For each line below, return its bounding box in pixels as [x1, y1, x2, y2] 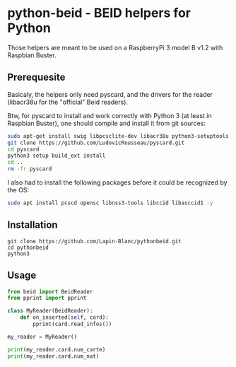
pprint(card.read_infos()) [33, 320, 112, 327]
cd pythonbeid [7, 244, 49, 251]
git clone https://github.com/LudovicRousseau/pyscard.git [7, 139, 185, 146]
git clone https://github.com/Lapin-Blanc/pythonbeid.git [7, 238, 182, 245]
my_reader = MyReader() [7, 333, 78, 340]
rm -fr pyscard [7, 165, 52, 173]
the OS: [7, 186, 30, 194]
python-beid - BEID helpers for [7, 5, 191, 21]
